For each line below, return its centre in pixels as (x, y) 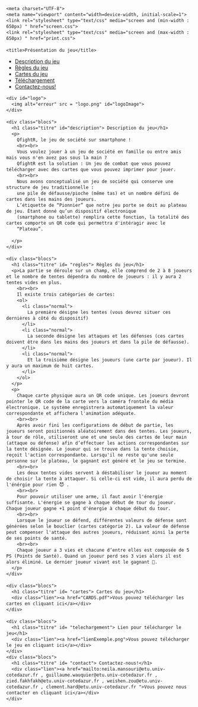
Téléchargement (35, 80)
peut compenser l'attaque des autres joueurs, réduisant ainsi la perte (98, 532)
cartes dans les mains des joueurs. (51, 199)
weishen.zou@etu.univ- (135, 681)
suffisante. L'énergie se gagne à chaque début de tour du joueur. (91, 502)
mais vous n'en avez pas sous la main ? (57, 158)
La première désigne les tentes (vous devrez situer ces (99, 312)
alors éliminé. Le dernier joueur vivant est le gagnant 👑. (82, 562)
